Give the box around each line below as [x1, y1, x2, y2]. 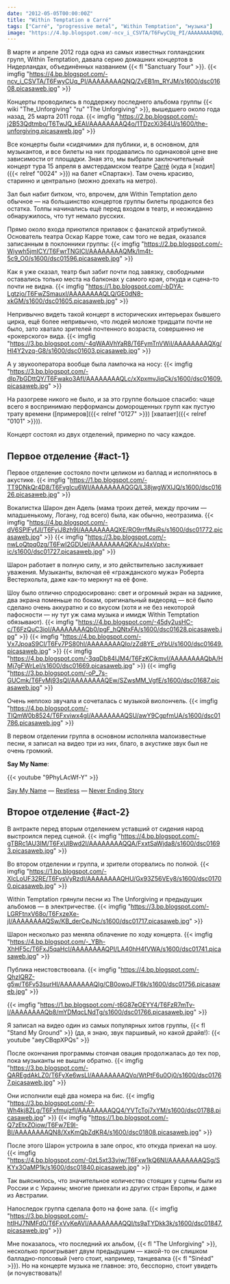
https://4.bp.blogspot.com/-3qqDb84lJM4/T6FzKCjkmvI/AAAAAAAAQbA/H [10, 654, 223, 663]
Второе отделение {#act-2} [7, 806, 130, 818]
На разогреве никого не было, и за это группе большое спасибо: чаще [7, 395, 215, 404]
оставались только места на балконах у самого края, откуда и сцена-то [7, 275, 219, 284]
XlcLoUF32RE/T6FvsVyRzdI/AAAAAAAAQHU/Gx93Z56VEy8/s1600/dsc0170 [7, 874, 222, 882]
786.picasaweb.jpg [7, 719, 61, 727]
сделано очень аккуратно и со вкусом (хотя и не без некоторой [7, 604, 195, 612]
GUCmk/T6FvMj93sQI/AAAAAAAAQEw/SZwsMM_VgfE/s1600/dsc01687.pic [7, 676, 220, 685]
